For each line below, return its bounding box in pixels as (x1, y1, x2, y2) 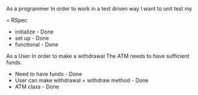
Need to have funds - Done (14, 71, 83, 77)
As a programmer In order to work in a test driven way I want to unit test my (6, 5, 193, 12)
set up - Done (14, 35, 49, 41)
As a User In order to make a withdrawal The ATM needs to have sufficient (6, 53, 190, 59)
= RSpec (6, 17, 28, 23)
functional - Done (14, 41, 59, 48)
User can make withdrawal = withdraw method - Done (14, 77, 149, 84)
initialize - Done (14, 28, 54, 35)
